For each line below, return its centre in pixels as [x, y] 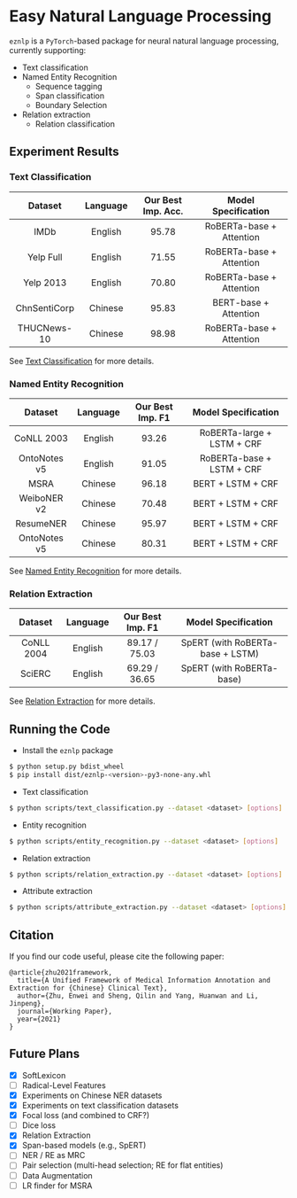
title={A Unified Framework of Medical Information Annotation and [144, 981]
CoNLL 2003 [41, 438]
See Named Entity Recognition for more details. [95, 571]
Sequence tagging [69, 86]
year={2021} [39, 1019]
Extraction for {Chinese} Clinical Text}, [88, 988]
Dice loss [38, 1125]
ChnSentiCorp [45, 307]
